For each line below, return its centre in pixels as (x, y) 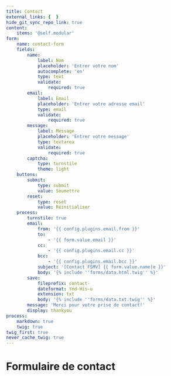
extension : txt (56, 294)
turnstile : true (47, 218)
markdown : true (35, 321)
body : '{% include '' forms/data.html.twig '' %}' (98, 272)
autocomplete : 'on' (61, 71)
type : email (52, 109)
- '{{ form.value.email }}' (82, 240)
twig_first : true (27, 332)
